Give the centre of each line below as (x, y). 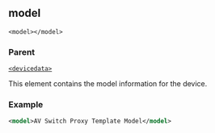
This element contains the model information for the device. (108, 84)
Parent (22, 52)
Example (26, 105)
